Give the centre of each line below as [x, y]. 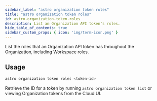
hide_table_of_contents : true [36, 28]
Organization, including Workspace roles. [47, 52]
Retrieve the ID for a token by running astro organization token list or [78, 88]
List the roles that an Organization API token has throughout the [70, 47]
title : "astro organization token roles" [48, 14]
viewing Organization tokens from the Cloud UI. [53, 93]
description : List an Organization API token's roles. [63, 23]
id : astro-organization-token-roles [43, 19]
